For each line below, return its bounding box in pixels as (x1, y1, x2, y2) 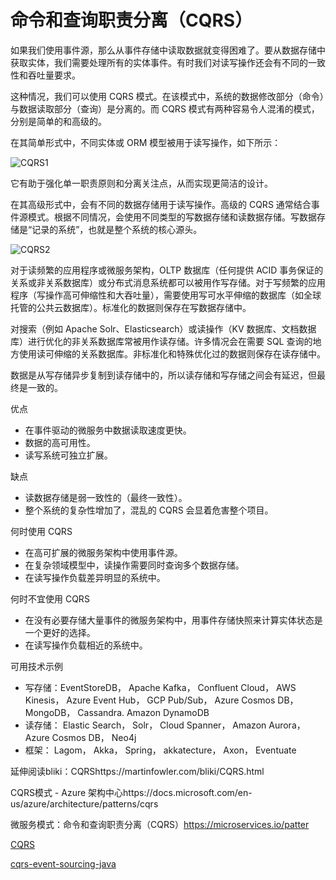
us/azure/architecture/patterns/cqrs (10, 797, 159, 810)
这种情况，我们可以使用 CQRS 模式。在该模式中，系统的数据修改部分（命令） (10, 90, 325, 102)
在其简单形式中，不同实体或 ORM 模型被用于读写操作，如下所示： (10, 136, 282, 148)
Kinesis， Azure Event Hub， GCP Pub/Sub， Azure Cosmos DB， (24, 694, 299, 706)
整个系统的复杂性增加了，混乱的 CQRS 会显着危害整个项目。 (24, 504, 274, 516)
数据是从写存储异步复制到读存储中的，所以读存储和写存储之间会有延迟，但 (10, 369, 317, 381)
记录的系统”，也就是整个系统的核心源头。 (31, 223, 203, 235)
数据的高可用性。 (24, 436, 96, 448)
